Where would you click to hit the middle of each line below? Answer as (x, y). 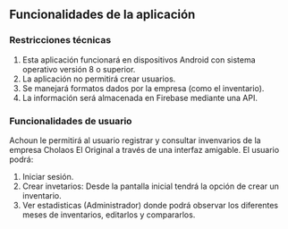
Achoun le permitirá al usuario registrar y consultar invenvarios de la (135, 140)
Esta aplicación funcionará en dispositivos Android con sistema (139, 59)
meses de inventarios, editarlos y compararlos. (109, 215)
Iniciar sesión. (48, 176)
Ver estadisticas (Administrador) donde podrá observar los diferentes (150, 205)
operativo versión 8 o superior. (79, 69)
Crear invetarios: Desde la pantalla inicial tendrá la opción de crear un (151, 186)
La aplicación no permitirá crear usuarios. (99, 79)
